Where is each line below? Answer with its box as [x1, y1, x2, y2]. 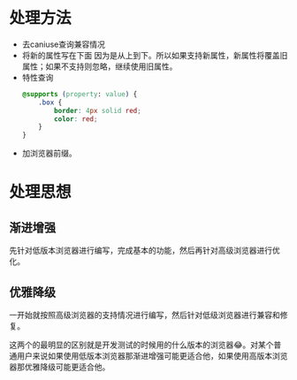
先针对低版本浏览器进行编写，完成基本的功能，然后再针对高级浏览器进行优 [9, 245, 280, 256]
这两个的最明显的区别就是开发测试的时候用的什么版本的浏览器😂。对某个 [9, 339, 274, 350]
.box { [38, 98, 63, 107]
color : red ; [54, 114, 98, 124]
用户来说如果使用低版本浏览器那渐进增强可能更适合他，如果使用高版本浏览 [16, 351, 288, 361]
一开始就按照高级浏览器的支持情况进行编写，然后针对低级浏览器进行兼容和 [9, 310, 280, 320]
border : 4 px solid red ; [54, 106, 141, 115]
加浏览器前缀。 [21, 148, 77, 159]
